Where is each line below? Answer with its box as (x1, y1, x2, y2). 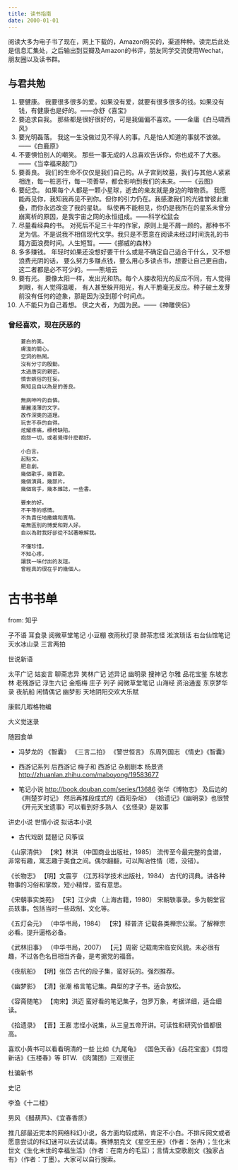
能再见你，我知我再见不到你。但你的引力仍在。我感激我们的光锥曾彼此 (18, 195, 223, 203)
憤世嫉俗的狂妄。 (20, 375, 63, 382)
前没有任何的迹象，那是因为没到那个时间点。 (18, 292, 149, 300)
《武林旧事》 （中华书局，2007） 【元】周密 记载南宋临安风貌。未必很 (8, 942, 214, 951)
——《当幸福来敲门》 (18, 160, 81, 168)
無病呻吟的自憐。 (20, 396, 63, 403)
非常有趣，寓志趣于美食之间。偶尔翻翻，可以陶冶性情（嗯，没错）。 (8, 856, 203, 865)
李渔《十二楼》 (8, 1098, 52, 1106)
